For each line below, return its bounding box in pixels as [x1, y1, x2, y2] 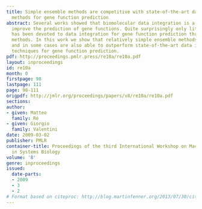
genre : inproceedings [6, 160, 61, 166]
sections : [6, 98, 31, 104]
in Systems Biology [11, 149, 61, 155]
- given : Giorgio [6, 121, 50, 127]
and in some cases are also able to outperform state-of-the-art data [11, 43, 192, 49]
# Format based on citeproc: [6, 193, 79, 199]
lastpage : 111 [6, 82, 42, 88]
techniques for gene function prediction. [11, 48, 120, 54]
